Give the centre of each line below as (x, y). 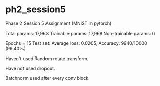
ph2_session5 (36, 9)
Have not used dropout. (30, 68)
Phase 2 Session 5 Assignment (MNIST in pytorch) (59, 23)
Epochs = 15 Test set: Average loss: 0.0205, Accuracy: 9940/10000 (76, 43)
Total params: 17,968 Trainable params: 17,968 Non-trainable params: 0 (80, 33)
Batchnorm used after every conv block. (48, 78)
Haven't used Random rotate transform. (47, 58)
